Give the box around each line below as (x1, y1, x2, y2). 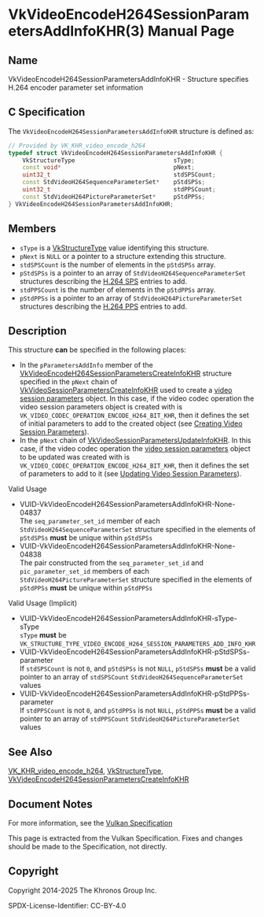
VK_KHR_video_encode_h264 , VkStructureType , (8, 766, 163, 776)
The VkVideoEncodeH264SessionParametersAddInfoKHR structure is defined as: (8, 126, 255, 135)
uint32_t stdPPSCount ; (22, 186, 216, 194)
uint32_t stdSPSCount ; (22, 171, 216, 179)
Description (8, 324, 67, 338)
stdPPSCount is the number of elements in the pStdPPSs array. (19, 285, 216, 294)
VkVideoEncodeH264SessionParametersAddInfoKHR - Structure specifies (8, 75, 249, 83)
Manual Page (148, 22, 235, 40)
